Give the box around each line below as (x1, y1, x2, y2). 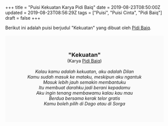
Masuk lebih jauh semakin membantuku (43, 79, 126, 85)
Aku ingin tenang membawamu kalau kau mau (36, 90, 133, 96)
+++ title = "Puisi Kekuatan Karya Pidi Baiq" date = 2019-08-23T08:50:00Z (5, 5, 161, 10)
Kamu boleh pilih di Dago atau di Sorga (43, 101, 126, 106)
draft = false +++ (5, 15, 41, 21)
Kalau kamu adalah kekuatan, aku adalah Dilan (35, 69, 134, 75)
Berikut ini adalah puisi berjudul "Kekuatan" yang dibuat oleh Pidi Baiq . (5, 25, 152, 31)
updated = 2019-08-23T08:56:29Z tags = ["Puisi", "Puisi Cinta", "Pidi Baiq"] (5, 10, 162, 16)
